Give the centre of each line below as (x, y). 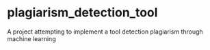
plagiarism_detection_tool (82, 13)
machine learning (31, 38)
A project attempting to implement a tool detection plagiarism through (105, 32)
